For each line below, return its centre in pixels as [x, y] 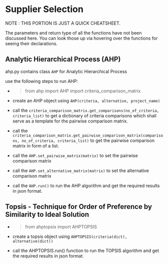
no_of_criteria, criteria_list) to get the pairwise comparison [88, 140]
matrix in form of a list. [36, 146]
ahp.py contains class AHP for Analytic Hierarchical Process [66, 71]
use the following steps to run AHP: [42, 81]
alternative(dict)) [33, 241]
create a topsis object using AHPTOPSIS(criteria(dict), [70, 236]
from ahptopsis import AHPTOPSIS [61, 226]
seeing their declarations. [31, 43]
